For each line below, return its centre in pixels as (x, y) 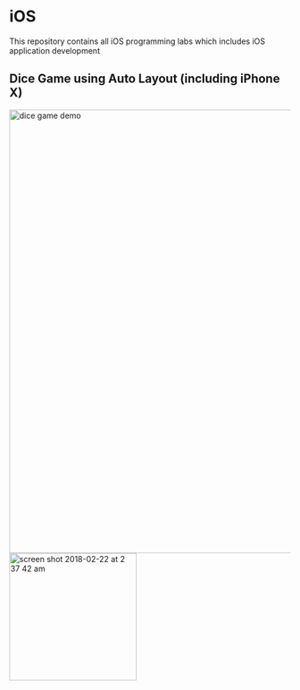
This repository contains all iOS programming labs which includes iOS (137, 41)
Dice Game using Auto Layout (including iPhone (145, 79)
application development (55, 50)
